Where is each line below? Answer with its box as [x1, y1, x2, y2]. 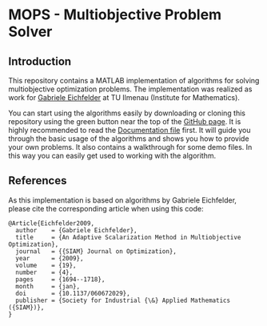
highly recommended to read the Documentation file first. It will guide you [8, 126, 251, 135]
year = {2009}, [15, 254, 84, 262]
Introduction [8, 54, 72, 68]
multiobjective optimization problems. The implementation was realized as [8, 84, 253, 94]
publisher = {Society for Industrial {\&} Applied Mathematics [15, 296, 230, 304]
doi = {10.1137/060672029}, [15, 289, 130, 297]
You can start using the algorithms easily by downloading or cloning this [8, 108, 246, 118]
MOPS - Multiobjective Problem [8, 6, 222, 24]
